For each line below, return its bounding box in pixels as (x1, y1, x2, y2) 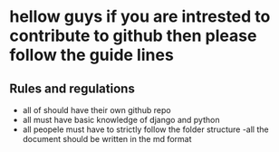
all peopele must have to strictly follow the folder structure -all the (22, 124, 269, 135)
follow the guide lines (9, 45, 174, 65)
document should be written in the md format (22, 134, 192, 144)
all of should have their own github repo (22, 105, 171, 115)
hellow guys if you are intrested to (9, 6, 271, 27)
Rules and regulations (9, 81, 136, 96)
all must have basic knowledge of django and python (22, 115, 220, 125)
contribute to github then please (9, 25, 257, 46)
